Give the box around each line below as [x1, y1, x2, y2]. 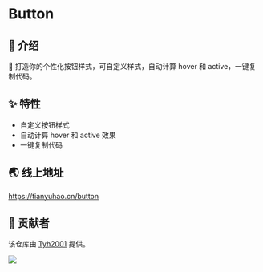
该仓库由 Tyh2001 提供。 [8, 239, 91, 249]
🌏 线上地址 [8, 166, 64, 180]
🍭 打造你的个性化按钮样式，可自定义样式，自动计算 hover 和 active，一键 [8, 62, 249, 71]
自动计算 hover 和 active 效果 [19, 130, 116, 140]
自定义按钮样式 [19, 120, 70, 129]
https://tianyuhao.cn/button [8, 191, 99, 201]
